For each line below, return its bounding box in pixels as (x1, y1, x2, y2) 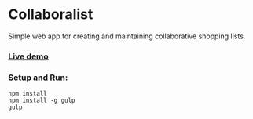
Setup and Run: (8, 72, 68, 83)
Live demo (8, 51, 49, 62)
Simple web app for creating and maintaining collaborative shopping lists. (8, 31, 246, 41)
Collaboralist (8, 5, 93, 23)
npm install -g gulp (8, 96, 76, 105)
